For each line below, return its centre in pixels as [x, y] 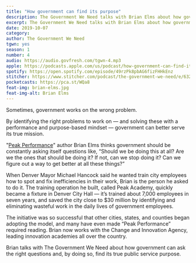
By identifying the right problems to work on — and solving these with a [92, 121]
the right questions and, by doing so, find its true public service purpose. [94, 254]
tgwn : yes [18, 45]
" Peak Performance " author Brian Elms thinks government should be [88, 145]
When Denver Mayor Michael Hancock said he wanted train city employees [96, 175]
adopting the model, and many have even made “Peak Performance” [88, 224]
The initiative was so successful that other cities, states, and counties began [98, 217]
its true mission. [25, 134]
